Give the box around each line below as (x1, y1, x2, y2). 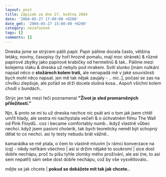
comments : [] (5, 35, 32, 40)
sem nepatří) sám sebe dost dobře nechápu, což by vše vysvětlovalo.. (5, 156, 149, 162)
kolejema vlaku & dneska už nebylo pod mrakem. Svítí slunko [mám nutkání (5, 64, 159, 70)
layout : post (5, 7, 32, 12)
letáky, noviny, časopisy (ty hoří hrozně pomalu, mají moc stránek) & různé (5, 54, 158, 59)
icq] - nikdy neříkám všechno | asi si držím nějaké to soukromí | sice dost (5, 146, 155, 152)
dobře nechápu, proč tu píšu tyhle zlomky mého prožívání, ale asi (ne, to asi (5, 151, 161, 157)
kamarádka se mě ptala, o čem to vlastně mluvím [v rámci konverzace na (5, 140, 155, 146)
